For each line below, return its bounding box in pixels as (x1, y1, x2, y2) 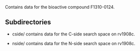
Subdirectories (5, 18, 51, 26)
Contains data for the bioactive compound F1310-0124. (5, 4, 115, 10)
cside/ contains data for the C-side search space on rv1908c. (12, 31, 135, 37)
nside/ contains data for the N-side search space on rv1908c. (12, 40, 136, 46)
